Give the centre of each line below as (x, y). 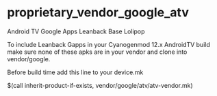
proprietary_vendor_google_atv (98, 13)
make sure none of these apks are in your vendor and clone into (97, 52)
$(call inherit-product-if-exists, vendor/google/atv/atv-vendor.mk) (100, 85)
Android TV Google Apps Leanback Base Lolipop (76, 31)
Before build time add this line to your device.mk (75, 72)
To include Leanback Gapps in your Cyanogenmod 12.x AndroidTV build (108, 44)
